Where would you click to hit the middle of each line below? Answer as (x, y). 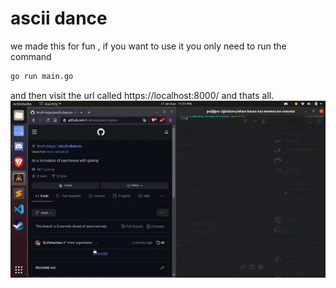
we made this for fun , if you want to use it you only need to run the (148, 46)
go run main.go (42, 76)
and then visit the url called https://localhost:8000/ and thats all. (142, 95)
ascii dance (59, 18)
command (31, 56)
